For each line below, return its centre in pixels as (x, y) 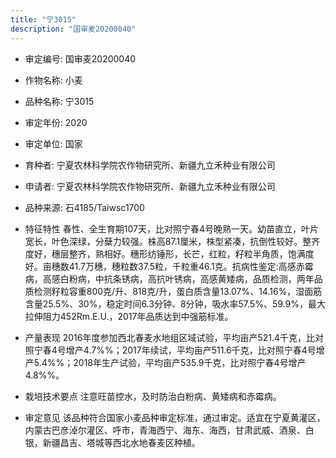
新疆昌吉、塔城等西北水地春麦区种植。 (121, 442)
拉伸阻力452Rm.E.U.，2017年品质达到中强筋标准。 (129, 316)
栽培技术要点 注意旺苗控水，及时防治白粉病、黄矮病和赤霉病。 (153, 396)
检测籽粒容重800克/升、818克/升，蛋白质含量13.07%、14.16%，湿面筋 (178, 291)
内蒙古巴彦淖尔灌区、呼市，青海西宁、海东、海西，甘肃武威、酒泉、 (165, 430)
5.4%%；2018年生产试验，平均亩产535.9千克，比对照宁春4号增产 (170, 362)
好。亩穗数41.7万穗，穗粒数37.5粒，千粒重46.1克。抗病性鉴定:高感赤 (164, 266)
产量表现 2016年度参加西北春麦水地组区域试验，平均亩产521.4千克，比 (170, 337)
